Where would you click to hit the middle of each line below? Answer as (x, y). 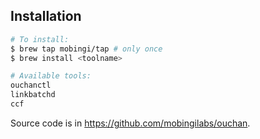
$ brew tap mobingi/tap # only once (86, 49)
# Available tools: (51, 76)
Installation (46, 16)
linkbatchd (33, 95)
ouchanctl (31, 85)
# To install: (40, 39)
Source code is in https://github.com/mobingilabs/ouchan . (130, 123)
